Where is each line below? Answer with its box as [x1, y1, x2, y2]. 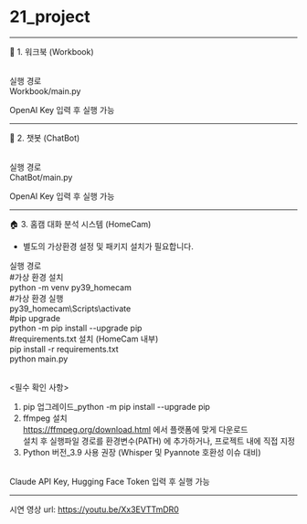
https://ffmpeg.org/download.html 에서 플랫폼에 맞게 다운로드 [22, 424, 249, 435]
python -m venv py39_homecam [9, 281, 132, 293]
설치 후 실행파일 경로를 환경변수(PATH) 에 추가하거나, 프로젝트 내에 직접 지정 [22, 435, 295, 446]
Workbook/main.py [9, 85, 81, 97]
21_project [9, 6, 91, 27]
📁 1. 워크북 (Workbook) [9, 46, 94, 57]
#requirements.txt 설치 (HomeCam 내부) [9, 333, 159, 344]
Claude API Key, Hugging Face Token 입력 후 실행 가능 [9, 476, 210, 487]
